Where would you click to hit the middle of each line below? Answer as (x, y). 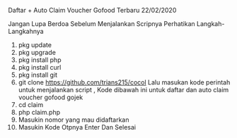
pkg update (35, 45)
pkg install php (40, 60)
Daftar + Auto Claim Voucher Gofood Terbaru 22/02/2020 (92, 10)
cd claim (31, 105)
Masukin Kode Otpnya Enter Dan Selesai (77, 127)
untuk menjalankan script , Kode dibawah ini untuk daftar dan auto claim (123, 90)
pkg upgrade (37, 52)
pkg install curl (40, 67)
